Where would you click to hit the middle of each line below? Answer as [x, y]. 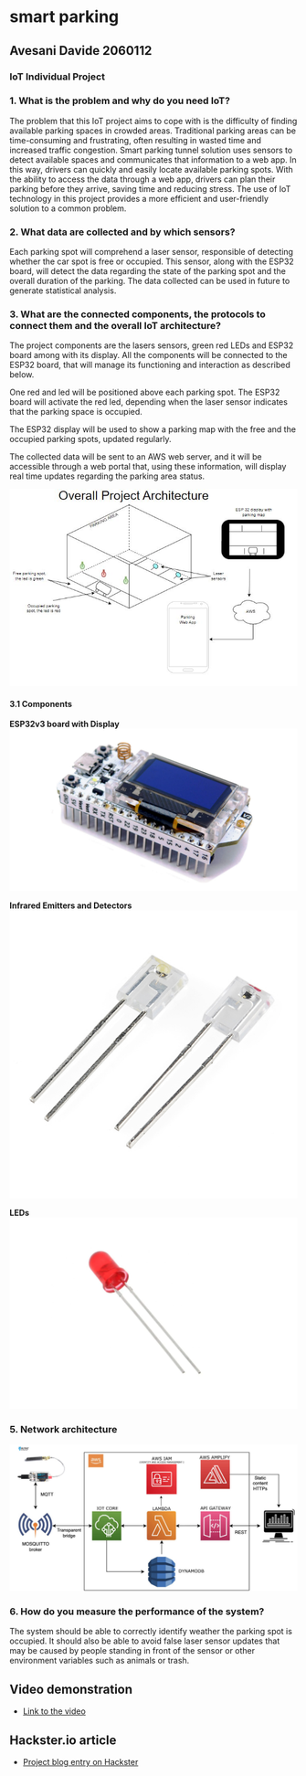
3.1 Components [41, 703]
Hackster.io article [63, 1740]
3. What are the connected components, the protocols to [138, 314]
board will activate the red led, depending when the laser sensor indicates [148, 402]
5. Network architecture [63, 1430]
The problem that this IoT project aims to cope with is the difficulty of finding [153, 121]
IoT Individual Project [57, 77]
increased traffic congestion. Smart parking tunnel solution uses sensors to [151, 150]
